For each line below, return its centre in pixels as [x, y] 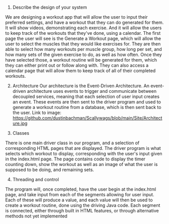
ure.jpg [20, 123]
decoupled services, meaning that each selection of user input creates [86, 96]
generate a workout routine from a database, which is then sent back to [87, 107]
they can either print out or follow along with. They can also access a [77, 65]
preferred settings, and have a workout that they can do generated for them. [84, 22]
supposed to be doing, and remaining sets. [50, 170]
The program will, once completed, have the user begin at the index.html [81, 189]
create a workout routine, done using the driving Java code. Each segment [83, 205]
